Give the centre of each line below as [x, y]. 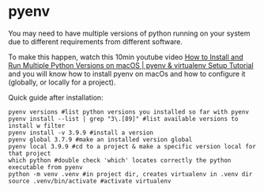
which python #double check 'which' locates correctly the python [120, 160]
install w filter [37, 126]
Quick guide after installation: [56, 97]
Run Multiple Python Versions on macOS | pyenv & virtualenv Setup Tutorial [131, 65]
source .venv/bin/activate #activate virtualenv [90, 181]
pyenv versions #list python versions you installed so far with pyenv [128, 112]
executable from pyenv [45, 167]
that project [30, 153]
